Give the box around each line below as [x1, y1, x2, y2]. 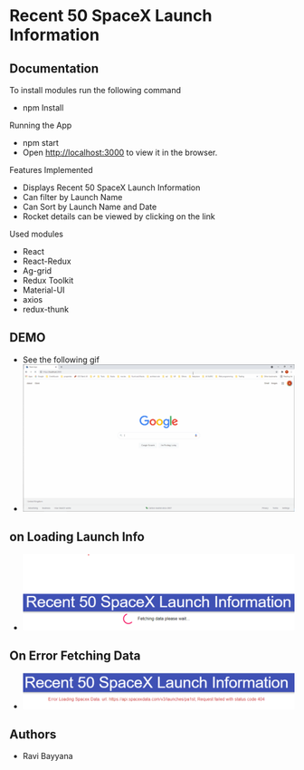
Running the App [9, 120, 72, 130]
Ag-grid [22, 265, 52, 276]
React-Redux [22, 255, 71, 266]
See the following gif [22, 354, 100, 365]
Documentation [9, 61, 100, 76]
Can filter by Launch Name [22, 192, 123, 202]
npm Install [22, 102, 64, 113]
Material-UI [22, 284, 65, 295]
